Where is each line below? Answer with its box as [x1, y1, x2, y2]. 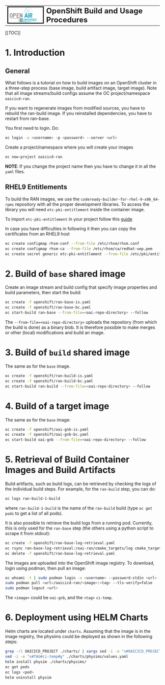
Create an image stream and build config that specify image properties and [5, 284, 157, 290]
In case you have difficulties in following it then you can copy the [5, 226, 137, 231]
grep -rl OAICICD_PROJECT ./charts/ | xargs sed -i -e [5, 649, 120, 654]
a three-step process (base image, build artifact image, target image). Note [5, 85, 157, 91]
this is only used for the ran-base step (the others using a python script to [5, 525, 154, 531]
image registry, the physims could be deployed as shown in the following [5, 634, 153, 640]
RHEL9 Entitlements [5, 183, 67, 191]
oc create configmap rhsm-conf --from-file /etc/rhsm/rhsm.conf [5, 241, 139, 246]
